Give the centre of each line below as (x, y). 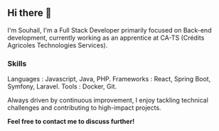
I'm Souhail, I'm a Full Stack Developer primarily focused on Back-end (109, 30)
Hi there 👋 (30, 13)
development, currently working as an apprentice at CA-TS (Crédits (106, 38)
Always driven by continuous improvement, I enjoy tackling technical (108, 101)
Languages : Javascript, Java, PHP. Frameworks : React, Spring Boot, (109, 79)
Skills (17, 63)
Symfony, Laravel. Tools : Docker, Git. (62, 86)
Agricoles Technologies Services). (58, 45)
